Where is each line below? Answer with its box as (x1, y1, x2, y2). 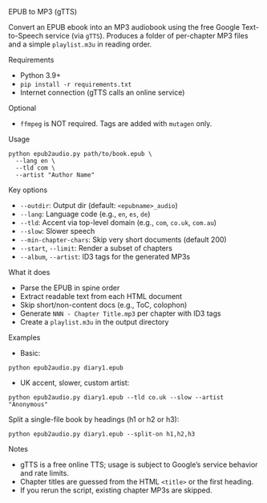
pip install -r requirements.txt (19, 80, 132, 88)
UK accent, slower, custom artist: (19, 378, 130, 387)
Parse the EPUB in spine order (19, 283, 120, 292)
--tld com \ (15, 164, 56, 172)
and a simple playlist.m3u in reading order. (8, 39, 152, 49)
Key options (8, 185, 48, 194)
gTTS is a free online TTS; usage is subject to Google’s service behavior (19, 460, 258, 469)
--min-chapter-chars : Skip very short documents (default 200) (19, 235, 227, 244)
